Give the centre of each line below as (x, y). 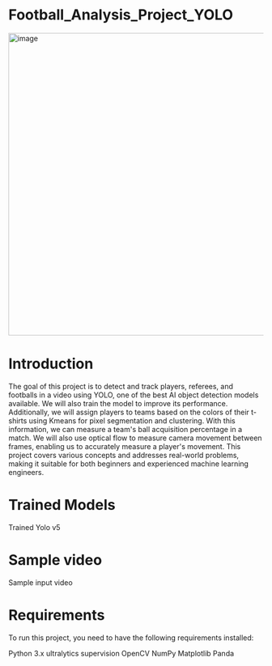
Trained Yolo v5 (34, 527)
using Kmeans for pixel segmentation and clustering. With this (132, 420)
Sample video (55, 560)
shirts (18, 420)
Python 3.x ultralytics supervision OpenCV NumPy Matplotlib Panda (121, 653)
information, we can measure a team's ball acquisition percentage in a (125, 429)
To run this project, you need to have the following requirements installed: (131, 638)
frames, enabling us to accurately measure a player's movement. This (125, 446)
